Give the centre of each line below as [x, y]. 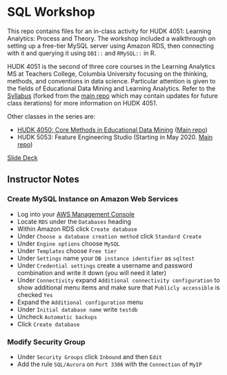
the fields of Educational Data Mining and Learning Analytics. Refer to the [111, 88]
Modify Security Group [46, 342]
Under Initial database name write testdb [77, 309]
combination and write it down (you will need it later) [92, 272]
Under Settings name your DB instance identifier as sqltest [106, 258]
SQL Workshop [51, 12]
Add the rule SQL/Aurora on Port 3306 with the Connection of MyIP [109, 364]
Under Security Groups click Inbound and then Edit [89, 356]
